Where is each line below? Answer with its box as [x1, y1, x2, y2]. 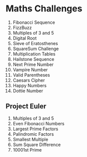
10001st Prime [12, 147, 42, 153]
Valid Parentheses [12, 72, 50, 78]
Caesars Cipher [12, 77, 45, 83]
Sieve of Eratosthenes [12, 40, 58, 46]
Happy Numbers [12, 82, 47, 88]
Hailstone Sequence [12, 56, 55, 62]
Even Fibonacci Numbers [12, 120, 65, 126]
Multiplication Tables [12, 51, 56, 57]
